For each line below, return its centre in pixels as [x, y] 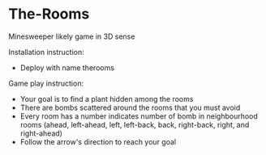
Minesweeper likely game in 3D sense [72, 36]
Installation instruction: [46, 52]
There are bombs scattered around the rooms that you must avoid [130, 107]
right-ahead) [41, 133]
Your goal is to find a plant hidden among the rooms [107, 98]
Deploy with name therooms [67, 67]
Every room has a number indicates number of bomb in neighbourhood [139, 116]
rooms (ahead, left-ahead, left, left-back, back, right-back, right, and [135, 124]
